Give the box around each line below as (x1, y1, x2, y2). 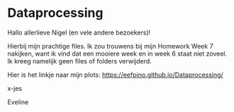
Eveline (7, 97, 29, 106)
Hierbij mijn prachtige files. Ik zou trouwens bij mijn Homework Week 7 (7, 42, 214, 50)
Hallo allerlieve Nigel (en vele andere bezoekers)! (7, 28, 151, 37)
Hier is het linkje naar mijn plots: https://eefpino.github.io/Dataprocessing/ (7, 70, 223, 79)
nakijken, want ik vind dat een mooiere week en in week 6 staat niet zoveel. (7, 49, 228, 58)
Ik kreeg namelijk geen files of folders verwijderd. (7, 56, 152, 65)
